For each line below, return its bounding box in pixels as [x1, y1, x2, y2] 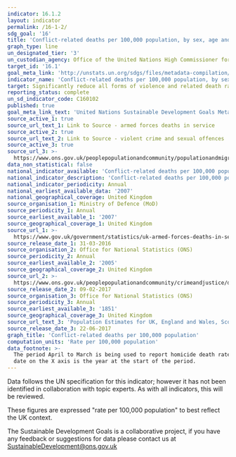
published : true [7, 102, 55, 109]
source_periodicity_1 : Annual [7, 207, 96, 214]
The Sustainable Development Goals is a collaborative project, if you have [7, 427, 221, 435]
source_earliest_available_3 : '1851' [7, 305, 118, 312]
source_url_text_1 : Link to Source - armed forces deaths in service [7, 121, 216, 129]
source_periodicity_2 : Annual [7, 253, 96, 260]
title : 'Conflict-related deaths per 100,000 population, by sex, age [7, 37, 218, 44]
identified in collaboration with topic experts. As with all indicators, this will [7, 385, 223, 393]
